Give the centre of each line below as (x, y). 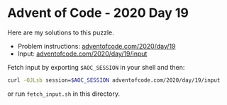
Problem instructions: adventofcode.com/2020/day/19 (96, 46)
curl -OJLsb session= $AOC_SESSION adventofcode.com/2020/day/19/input (114, 80)
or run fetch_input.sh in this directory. (64, 94)
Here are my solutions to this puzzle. (61, 32)
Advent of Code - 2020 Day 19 (98, 13)
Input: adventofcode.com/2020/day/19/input (82, 54)
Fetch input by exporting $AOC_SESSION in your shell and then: (96, 67)
